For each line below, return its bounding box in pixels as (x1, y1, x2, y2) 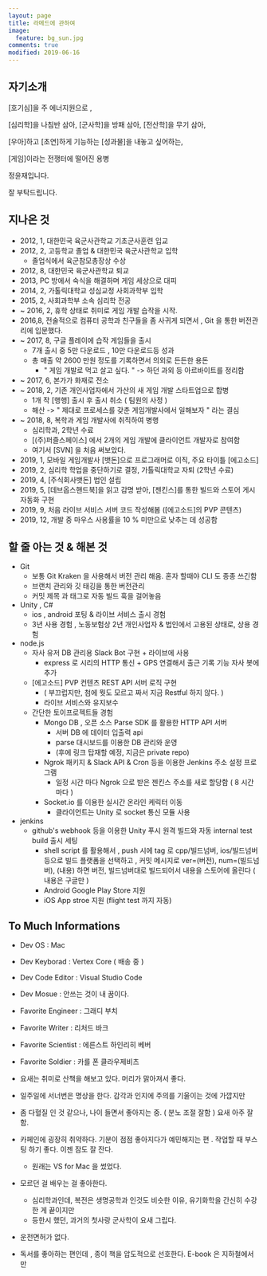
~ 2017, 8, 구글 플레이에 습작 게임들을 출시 (19, 336, 151, 345)
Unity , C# (19, 600, 53, 610)
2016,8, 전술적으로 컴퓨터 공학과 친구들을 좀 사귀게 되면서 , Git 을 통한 (19, 316, 238, 325)
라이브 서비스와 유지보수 (43, 698, 119, 708)
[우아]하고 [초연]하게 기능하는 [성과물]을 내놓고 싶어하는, (8, 136, 183, 146)
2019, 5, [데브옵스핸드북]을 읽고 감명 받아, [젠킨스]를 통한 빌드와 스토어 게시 (19, 485, 256, 494)
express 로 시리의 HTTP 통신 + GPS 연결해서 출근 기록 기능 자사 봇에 (43, 658, 260, 668)
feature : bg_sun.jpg (15, 33, 84, 42)
